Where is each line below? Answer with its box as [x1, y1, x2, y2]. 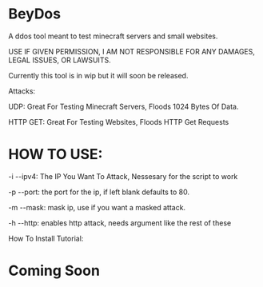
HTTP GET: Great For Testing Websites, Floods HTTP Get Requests [8, 117, 229, 126]
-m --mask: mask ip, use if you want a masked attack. [8, 202, 186, 212]
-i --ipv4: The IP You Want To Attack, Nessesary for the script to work [8, 171, 238, 181]
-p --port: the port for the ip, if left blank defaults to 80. [8, 187, 190, 197]
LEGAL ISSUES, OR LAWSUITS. [8, 55, 111, 65]
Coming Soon [8, 261, 100, 280]
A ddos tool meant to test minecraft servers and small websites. [8, 31, 218, 41]
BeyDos [8, 5, 62, 23]
